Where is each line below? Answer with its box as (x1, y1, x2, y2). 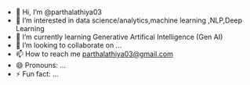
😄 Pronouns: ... (15, 61, 67, 69)
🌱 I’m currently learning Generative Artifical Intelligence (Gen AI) (15, 32, 223, 41)
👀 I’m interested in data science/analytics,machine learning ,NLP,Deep (15, 16, 243, 25)
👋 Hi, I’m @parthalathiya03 (15, 8, 102, 16)
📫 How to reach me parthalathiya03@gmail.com (15, 49, 174, 58)
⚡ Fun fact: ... (15, 69, 59, 78)
